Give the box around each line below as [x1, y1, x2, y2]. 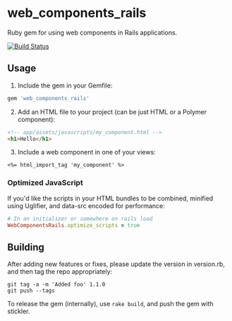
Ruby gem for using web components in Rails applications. [7, 28, 178, 37]
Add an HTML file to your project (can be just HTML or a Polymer [17, 107, 207, 116]
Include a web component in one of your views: [17, 148, 157, 157]
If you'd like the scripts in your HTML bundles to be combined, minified [7, 194, 214, 202]
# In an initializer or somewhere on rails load [7, 215, 153, 222]
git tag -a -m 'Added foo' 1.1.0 [7, 281, 106, 289]
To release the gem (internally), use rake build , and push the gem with [7, 300, 214, 308]
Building [7, 241, 44, 253]
